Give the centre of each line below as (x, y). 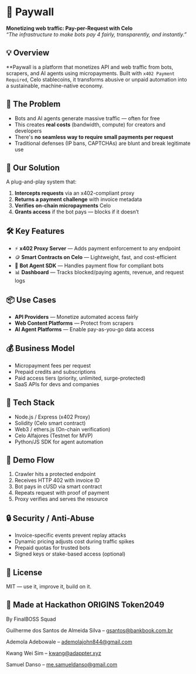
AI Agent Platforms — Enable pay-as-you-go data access (84, 329)
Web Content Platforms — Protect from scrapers (74, 323)
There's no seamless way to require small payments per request (94, 137)
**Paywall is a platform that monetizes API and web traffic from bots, (90, 67)
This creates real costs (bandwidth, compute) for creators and (90, 124)
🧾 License (24, 572)
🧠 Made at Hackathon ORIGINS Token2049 (85, 605)
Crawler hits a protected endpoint (55, 474)
